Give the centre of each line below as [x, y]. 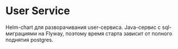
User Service [38, 11]
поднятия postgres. [29, 40]
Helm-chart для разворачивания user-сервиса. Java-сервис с [83, 27]
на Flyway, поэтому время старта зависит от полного [105, 33]
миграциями [21, 33]
